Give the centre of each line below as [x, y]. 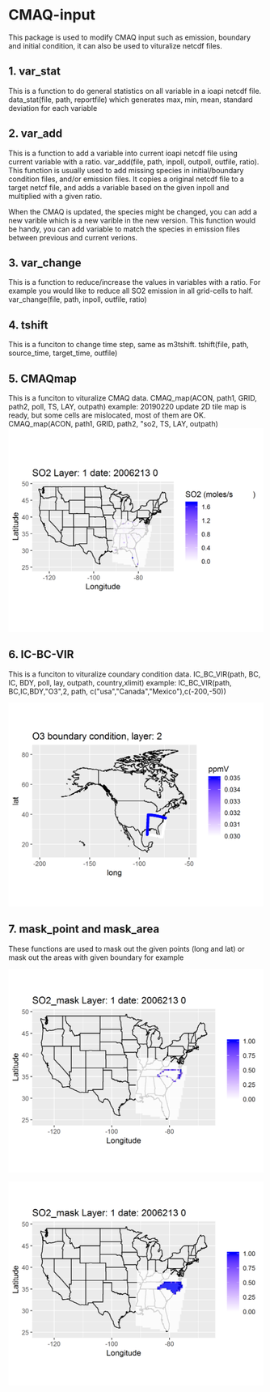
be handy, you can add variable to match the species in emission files [124, 229]
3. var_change [45, 263]
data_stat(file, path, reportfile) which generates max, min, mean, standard [131, 100]
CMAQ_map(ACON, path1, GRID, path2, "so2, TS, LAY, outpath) [113, 424]
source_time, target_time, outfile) [63, 353]
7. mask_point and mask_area [84, 929]
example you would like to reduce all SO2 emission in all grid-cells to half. [131, 291]
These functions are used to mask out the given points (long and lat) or [127, 949]
